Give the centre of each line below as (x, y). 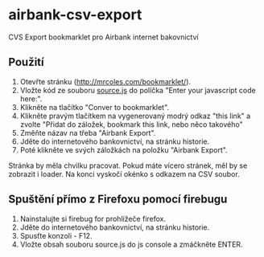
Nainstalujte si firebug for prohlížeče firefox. (93, 218)
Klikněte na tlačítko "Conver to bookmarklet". (95, 107)
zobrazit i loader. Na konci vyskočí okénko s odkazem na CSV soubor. (124, 173)
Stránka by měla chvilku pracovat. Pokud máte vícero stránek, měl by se (128, 165)
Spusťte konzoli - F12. (56, 235)
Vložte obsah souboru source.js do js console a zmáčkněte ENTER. (131, 244)
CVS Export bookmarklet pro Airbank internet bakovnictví (103, 37)
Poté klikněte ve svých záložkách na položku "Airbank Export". (124, 149)
